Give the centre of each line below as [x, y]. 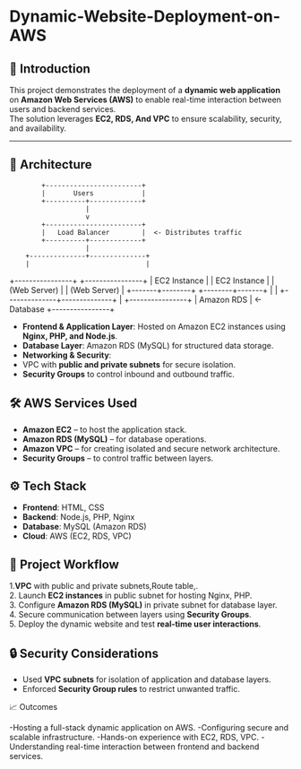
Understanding [37, 747]
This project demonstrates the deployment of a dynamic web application [145, 90]
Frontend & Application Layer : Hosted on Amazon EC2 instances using [154, 326]
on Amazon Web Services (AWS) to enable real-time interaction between [146, 99]
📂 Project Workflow [64, 564]
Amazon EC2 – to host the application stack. [104, 429]
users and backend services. [63, 109]
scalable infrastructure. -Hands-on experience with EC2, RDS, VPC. [134, 738]
